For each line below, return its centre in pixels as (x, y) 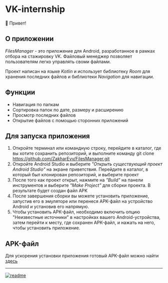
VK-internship (35, 9)
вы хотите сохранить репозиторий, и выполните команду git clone (83, 153)
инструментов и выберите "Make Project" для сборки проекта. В (81, 185)
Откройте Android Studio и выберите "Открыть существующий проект (87, 164)
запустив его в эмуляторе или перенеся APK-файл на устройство (82, 201)
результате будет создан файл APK (50, 191)
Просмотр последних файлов (44, 115)
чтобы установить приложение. (46, 228)
